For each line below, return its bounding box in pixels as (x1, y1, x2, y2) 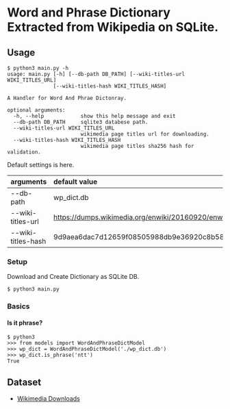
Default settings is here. (7, 161, 75, 169)
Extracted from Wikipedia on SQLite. (7, 19, 219, 35)
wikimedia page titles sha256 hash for (80, 142, 194, 149)
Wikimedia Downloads (16, 395, 80, 403)
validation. (7, 149, 41, 156)
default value (53, 177, 98, 186)
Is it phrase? (7, 319, 43, 327)
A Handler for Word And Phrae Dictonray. (7, 95, 127, 101)
